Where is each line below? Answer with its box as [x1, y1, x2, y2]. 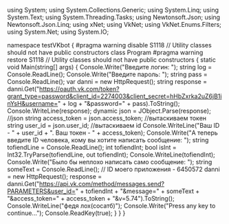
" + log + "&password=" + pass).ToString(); [57, 100, 180, 107]
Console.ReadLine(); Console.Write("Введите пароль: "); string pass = [7, 70, 208, 78]
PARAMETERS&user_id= [7, 187, 76, 195]
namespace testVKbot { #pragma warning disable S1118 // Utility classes [7, 41, 212, 49]
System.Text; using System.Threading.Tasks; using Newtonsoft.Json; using [7, 13, 221, 21]
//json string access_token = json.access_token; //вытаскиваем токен [7, 114, 207, 122]
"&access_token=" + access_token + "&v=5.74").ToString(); [7, 194, 175, 202]
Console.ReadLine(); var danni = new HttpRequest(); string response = [7, 78, 208, 85]
